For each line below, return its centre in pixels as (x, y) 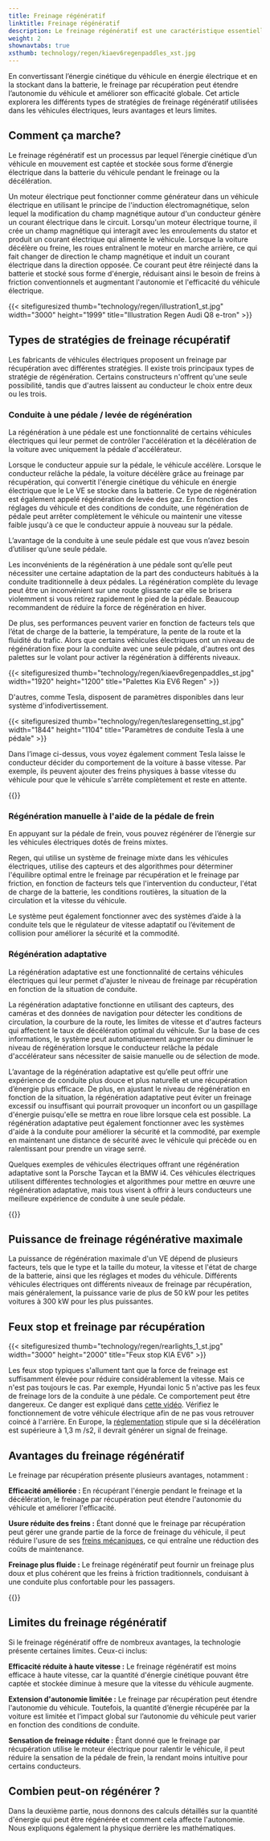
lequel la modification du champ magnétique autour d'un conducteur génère (135, 214)
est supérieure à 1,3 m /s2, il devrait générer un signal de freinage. (118, 1430)
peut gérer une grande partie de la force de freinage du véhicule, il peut (127, 1532)
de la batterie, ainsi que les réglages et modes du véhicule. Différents (123, 1276)
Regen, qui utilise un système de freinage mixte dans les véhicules (119, 858)
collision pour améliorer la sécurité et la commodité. (94, 933)
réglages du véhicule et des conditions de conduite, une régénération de (129, 508)
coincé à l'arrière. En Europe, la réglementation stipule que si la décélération (135, 1422)
